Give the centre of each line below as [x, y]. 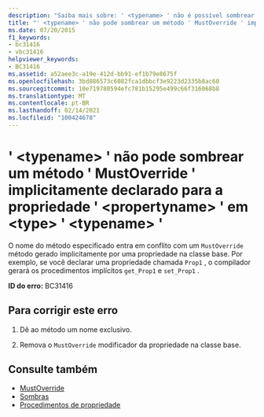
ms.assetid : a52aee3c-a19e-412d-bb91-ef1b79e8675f [93, 74]
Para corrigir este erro [63, 310]
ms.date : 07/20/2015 [42, 30]
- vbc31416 [26, 52]
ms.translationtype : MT [47, 96]
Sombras [34, 397]
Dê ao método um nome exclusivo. [75, 329]
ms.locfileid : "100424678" [52, 118]
